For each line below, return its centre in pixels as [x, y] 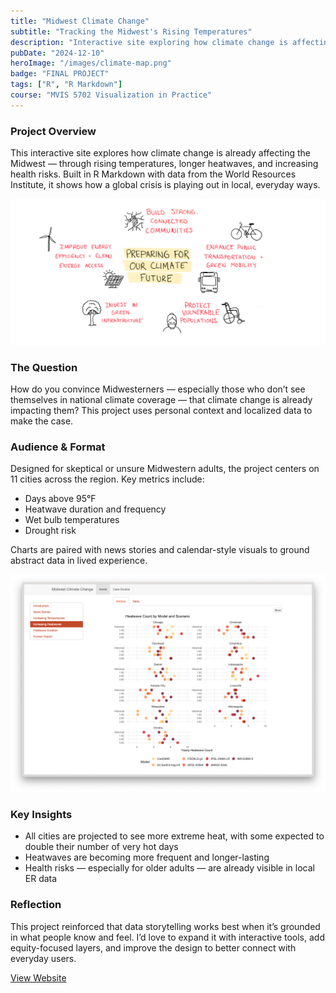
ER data [41, 879]
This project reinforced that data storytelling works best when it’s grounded [165, 926]
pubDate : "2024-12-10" [57, 53]
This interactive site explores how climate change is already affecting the [160, 153]
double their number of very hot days [101, 847]
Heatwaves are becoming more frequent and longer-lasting [147, 857]
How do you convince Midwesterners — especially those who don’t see [158, 389]
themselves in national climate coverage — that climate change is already [161, 400]
